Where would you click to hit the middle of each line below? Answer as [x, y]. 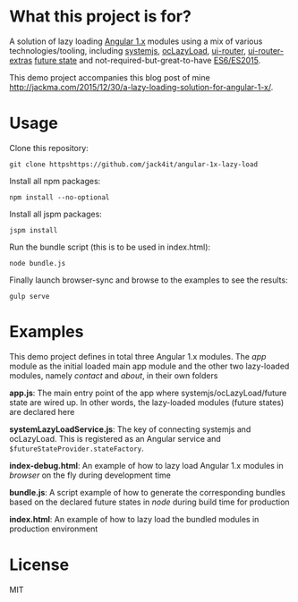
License [39, 564]
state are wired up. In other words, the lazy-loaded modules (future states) [147, 402]
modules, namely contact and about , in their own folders [114, 375]
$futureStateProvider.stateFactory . [77, 448]
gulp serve [30, 296]
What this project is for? [101, 17]
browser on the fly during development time [90, 475]
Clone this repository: [49, 148]
